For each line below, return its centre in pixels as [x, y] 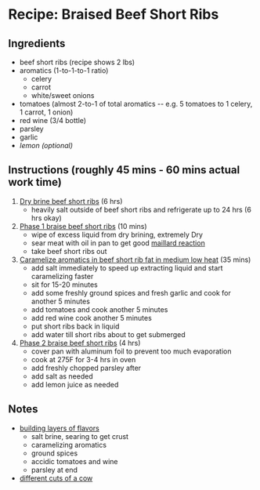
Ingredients [37, 44]
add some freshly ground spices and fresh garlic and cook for [131, 292]
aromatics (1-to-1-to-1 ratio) [64, 71]
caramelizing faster [62, 276]
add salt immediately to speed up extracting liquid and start [127, 267]
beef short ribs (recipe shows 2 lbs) [77, 62]
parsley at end [54, 470]
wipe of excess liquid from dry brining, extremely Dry [117, 234]
